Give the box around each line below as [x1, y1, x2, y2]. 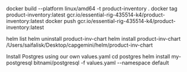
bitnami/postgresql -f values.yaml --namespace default [33, 59, 169, 66]
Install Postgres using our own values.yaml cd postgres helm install [6, 53, 170, 60]
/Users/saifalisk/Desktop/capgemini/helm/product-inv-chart [6, 41, 153, 48]
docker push [45, 18, 76, 24]
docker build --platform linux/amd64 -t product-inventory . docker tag [6, 5, 178, 12]
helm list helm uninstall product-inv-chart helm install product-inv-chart [6, 35, 181, 42]
